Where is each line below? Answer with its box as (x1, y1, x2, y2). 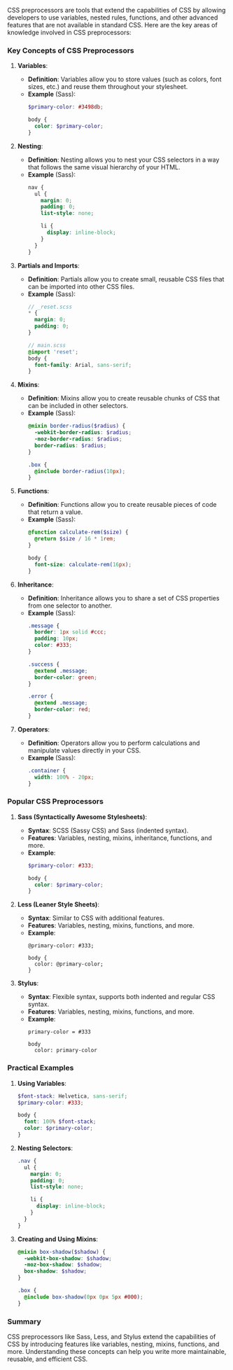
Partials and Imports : (17, 261, 80, 270)
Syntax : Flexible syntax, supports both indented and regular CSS (27, 993, 216, 1001)
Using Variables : (17, 1079, 66, 1087)
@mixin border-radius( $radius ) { (27, 423, 126, 430)
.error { (27, 693, 54, 700)
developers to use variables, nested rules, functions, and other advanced (7, 13, 218, 22)
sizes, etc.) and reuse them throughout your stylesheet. (27, 83, 188, 91)
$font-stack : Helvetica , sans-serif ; (17, 1092, 128, 1100)
